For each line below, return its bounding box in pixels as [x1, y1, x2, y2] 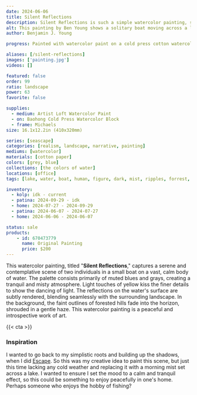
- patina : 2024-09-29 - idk [11, 197, 80, 203]
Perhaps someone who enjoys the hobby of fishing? [6, 382, 132, 390]
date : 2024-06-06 [6, 8, 49, 15]
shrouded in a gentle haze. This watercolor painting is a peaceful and [6, 306, 174, 312]
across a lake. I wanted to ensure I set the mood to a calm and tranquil [6, 370, 176, 377]
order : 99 [6, 79, 30, 84]
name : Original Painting [21, 241, 83, 247]
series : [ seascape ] [6, 138, 54, 144]
